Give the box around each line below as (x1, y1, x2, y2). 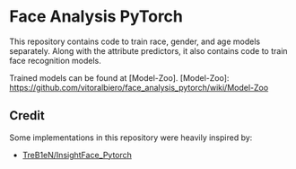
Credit (9, 108, 45, 123)
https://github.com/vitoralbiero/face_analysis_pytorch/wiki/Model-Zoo (9, 82, 269, 93)
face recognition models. (9, 55, 101, 66)
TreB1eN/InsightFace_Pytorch (22, 149, 133, 160)
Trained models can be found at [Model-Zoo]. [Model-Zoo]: (9, 72, 230, 83)
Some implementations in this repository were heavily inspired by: (9, 132, 253, 143)
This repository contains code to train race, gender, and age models (9, 36, 261, 47)
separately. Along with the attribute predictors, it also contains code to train (9, 45, 289, 56)
